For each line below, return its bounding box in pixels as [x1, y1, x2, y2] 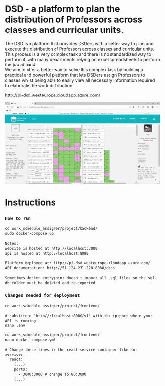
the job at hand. [5, 62, 37, 67]
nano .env [5, 323, 26, 328]
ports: [14, 367, 27, 372]
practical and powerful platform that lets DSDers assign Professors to [5, 72, 146, 78]
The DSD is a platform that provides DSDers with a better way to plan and [5, 40, 154, 46]
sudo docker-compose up [5, 231, 54, 236]
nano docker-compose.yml [5, 337, 56, 343]
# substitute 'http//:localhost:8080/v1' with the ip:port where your [5, 314, 153, 319]
